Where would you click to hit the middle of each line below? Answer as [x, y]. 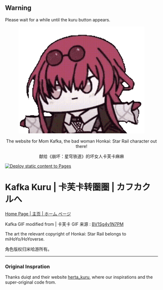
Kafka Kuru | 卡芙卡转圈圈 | [60, 187]
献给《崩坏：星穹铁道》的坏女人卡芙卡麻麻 [81, 156]
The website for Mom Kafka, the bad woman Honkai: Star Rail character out [81, 141]
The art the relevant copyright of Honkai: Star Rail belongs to [66, 234]
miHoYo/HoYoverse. [25, 239]
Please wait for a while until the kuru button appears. [58, 19]
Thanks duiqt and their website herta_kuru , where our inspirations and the [79, 277]
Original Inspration [27, 266]
